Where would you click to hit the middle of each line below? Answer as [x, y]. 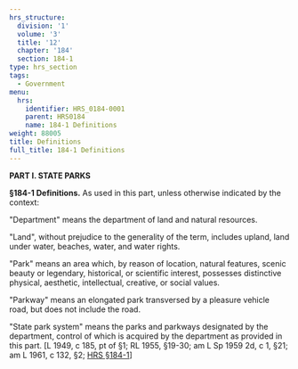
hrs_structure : [37, 17]
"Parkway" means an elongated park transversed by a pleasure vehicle [139, 299]
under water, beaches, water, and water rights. [95, 246]
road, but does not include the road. [75, 309]
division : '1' [43, 26]
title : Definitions [45, 142]
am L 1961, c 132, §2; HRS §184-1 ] [71, 355]
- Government [41, 84]
